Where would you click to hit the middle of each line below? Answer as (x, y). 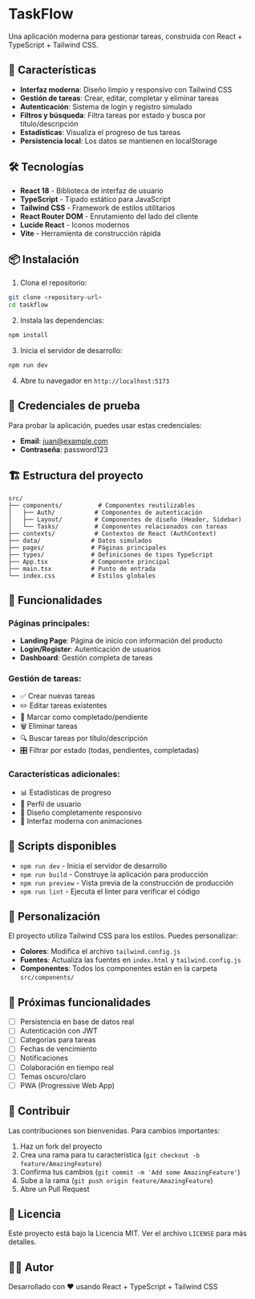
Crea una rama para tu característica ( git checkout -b (110, 1154)
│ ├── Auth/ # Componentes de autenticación (105, 512)
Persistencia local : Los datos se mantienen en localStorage (119, 141)
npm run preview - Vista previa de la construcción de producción (127, 882)
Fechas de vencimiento (59, 1049)
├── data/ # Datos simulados (80, 541)
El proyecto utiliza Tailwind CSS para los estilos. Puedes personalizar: (123, 936)
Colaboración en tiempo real (67, 1067)
